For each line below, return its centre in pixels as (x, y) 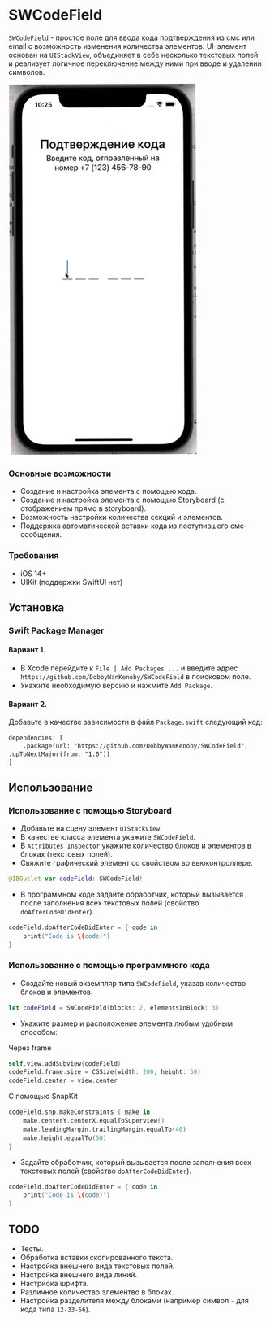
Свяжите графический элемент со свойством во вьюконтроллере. (136, 862)
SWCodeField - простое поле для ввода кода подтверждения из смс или (132, 37)
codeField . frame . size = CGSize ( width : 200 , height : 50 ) (105, 1072)
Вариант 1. (27, 650)
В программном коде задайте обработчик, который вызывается (132, 894)
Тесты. (32, 1249)
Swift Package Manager (56, 630)
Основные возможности (60, 473)
